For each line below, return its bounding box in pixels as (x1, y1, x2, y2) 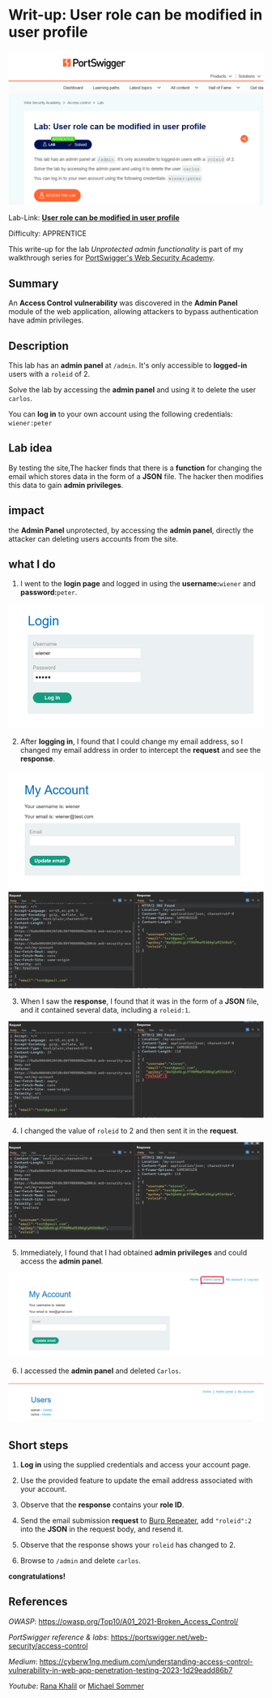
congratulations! (8, 1571, 66, 1581)
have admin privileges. (8, 315, 84, 326)
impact (8, 503, 45, 517)
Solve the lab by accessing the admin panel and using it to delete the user (8, 384, 257, 395)
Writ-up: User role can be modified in (8, 6, 263, 24)
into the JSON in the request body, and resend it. (19, 1524, 184, 1534)
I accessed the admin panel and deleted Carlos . (19, 1366, 181, 1376)
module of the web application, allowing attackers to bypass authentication (8, 307, 259, 317)
